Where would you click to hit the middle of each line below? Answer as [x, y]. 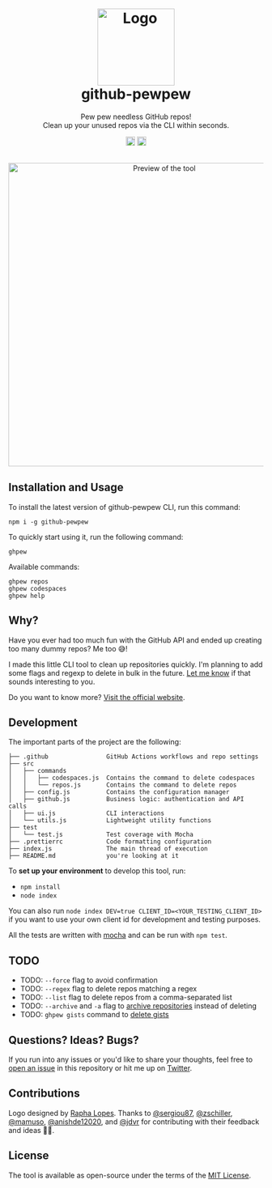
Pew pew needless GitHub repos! [136, 117]
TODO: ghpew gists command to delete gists [94, 1015]
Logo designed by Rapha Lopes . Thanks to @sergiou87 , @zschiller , [121, 1113]
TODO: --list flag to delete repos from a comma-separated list [126, 997]
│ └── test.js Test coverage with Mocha [101, 835]
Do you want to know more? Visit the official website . [97, 697]
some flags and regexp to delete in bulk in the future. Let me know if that [130, 672]
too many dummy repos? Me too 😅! [68, 648]
